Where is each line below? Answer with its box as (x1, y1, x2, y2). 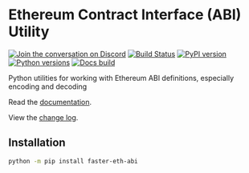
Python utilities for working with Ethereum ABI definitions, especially (8, 73, 235, 82)
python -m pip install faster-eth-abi (8, 157, 138, 165)
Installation (8, 136, 66, 150)
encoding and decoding (8, 82, 88, 91)
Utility (8, 22, 50, 41)
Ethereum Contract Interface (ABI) (8, 6, 242, 24)
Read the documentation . (8, 97, 92, 107)
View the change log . (8, 112, 79, 122)
